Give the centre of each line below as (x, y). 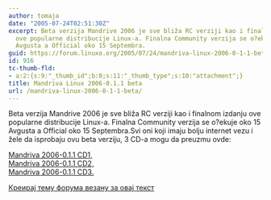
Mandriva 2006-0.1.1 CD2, (51, 164)
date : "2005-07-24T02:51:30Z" (59, 23)
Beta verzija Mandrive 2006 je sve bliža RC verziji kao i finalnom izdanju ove (135, 114)
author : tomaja (34, 16)
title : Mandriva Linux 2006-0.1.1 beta (75, 83)
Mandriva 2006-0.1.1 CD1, (50, 155)
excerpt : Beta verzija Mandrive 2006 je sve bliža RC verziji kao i (126, 31)
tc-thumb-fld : (32, 69)
